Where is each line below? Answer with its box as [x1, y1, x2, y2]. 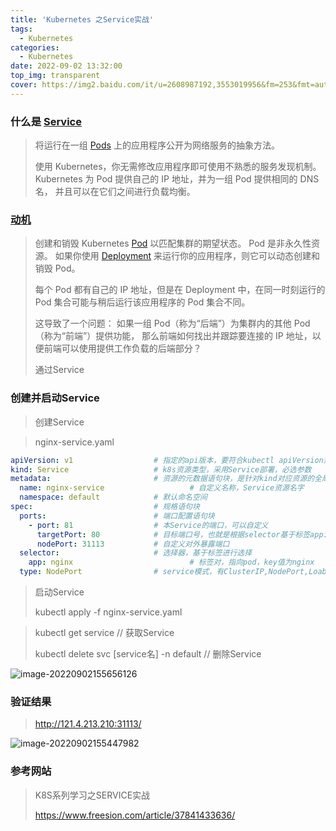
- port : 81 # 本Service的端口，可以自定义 [28, 520, 269, 530]
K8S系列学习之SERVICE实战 [34, 789, 151, 801]
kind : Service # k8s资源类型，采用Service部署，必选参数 [10, 464, 312, 475]
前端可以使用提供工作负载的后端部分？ [43, 342, 202, 355]
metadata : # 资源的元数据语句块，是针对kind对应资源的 [10, 474, 315, 484]
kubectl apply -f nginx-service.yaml [34, 606, 183, 618]
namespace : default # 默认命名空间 [19, 492, 208, 503]
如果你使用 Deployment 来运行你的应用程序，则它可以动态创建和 [54, 250, 321, 262]
